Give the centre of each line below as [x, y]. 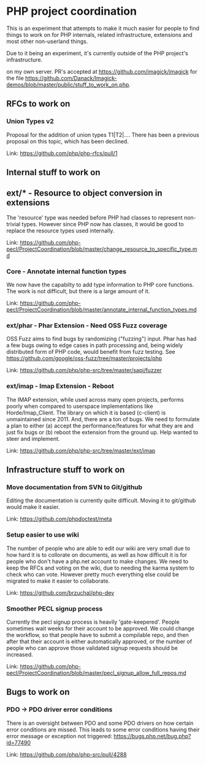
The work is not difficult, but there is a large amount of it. [78, 291]
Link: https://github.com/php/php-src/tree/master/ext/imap [81, 450]
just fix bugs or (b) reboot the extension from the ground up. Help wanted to [102, 432]
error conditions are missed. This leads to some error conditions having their [103, 729]
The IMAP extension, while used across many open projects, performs [95, 399]
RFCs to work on [38, 104]
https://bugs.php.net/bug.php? [152, 736]
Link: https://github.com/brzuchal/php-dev [60, 592]
